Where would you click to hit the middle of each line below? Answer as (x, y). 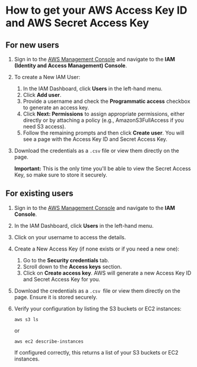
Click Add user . (42, 95)
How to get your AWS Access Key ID (96, 10)
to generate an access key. (56, 107)
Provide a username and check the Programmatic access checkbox (107, 101)
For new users (32, 45)
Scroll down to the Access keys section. (72, 266)
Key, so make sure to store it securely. (61, 175)
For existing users (39, 194)
